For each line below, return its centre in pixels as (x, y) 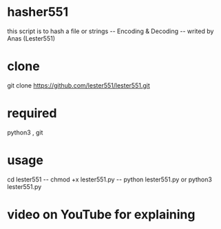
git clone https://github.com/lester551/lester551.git (78, 85)
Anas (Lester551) (31, 38)
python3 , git (25, 132)
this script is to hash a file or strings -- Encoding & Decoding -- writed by (110, 31)
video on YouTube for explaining (101, 214)
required (32, 113)
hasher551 (38, 12)
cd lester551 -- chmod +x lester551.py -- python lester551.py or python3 (109, 179)
